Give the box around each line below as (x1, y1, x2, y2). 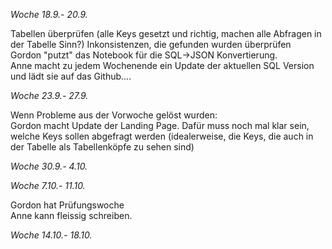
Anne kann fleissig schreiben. (10, 210, 133, 221)
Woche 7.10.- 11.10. (10, 180, 86, 191)
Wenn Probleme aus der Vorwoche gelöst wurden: (10, 109, 218, 121)
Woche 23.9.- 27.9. (10, 90, 89, 101)
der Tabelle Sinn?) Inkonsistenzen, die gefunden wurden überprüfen (10, 39, 292, 50)
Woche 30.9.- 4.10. (10, 160, 88, 172)
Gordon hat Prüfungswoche (10, 199, 125, 211)
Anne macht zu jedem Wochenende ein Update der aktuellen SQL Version (10, 60, 315, 71)
